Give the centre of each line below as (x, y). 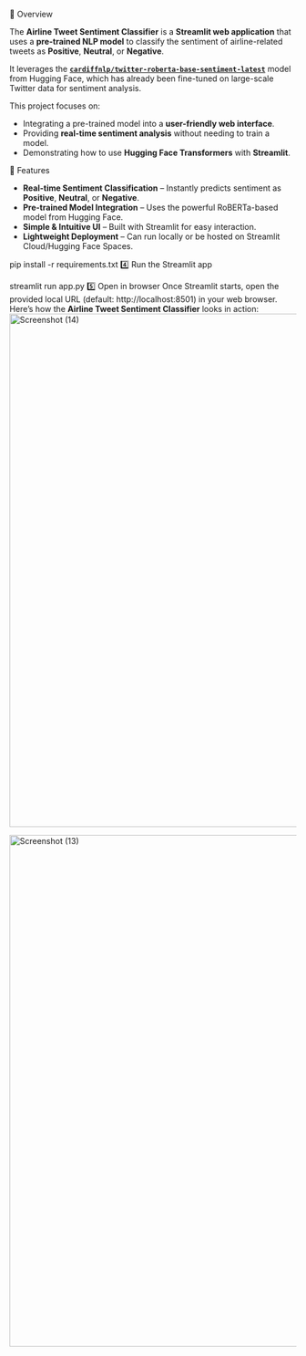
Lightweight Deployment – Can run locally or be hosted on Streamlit (151, 236)
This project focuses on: (55, 106)
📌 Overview (31, 14)
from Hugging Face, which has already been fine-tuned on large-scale (142, 78)
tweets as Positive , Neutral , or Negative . (87, 51)
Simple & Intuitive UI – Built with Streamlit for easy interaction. (139, 227)
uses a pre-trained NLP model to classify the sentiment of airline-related (146, 42)
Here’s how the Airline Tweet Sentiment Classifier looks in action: (134, 309)
